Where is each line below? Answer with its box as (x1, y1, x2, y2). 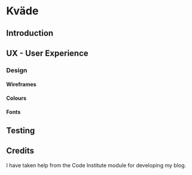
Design (6, 66, 28, 74)
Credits (6, 146, 35, 156)
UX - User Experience (6, 48, 89, 58)
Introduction (6, 28, 54, 38)
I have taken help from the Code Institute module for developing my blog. (6, 161, 187, 168)
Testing (6, 125, 35, 136)
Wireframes (6, 81, 37, 88)
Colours (6, 94, 27, 102)
